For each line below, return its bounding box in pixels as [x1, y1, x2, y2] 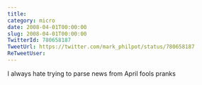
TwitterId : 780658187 [7, 37, 72, 44]
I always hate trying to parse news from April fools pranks [7, 69, 176, 78]
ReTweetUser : [7, 50, 46, 57]
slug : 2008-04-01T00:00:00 [7, 30, 87, 38]
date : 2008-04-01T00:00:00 [7, 23, 87, 30]
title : [7, 10, 27, 18]
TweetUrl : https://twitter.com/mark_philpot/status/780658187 [7, 43, 195, 50]
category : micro [7, 17, 55, 24]
